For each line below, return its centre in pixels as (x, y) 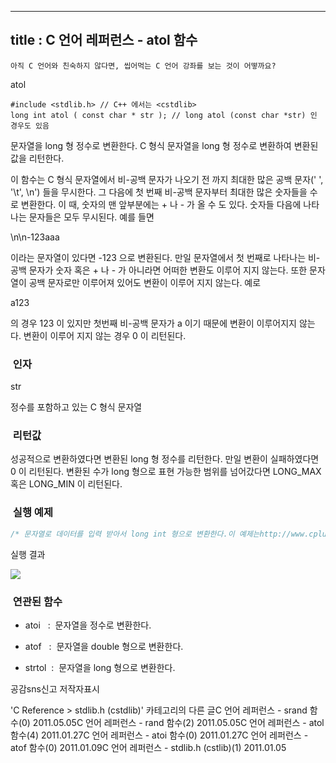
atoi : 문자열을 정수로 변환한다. (88, 625)
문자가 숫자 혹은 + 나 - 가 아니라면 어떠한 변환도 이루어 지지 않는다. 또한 (168, 270)
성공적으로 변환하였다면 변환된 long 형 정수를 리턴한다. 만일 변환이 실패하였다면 (165, 459)
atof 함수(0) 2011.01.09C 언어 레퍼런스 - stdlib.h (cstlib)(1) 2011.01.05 (148, 747)
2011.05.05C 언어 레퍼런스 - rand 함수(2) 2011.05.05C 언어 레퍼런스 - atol (178, 722)
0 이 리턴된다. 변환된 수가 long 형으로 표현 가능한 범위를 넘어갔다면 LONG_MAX (166, 472)
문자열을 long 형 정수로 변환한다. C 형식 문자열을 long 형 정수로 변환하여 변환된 (164, 145)
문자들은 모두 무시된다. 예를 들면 (91, 217)
